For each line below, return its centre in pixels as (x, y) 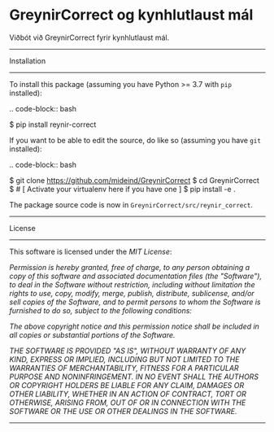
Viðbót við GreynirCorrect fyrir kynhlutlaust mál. (89, 37)
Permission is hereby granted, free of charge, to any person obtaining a (130, 267)
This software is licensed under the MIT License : (91, 251)
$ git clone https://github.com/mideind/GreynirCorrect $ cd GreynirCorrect (134, 180)
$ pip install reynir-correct (53, 124)
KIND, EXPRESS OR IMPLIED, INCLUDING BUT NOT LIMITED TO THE (124, 359)
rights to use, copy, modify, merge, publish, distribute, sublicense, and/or (132, 293)
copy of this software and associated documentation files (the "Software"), (136, 276)
